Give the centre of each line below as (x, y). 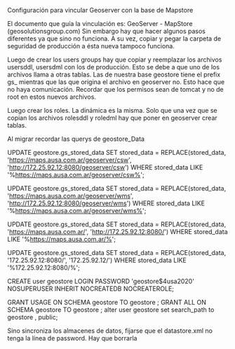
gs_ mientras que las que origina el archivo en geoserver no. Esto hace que (116, 82)
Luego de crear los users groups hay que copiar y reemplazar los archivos (115, 60)
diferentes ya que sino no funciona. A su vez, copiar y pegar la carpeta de (114, 39)
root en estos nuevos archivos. (52, 97)
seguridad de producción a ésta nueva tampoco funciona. (91, 46)
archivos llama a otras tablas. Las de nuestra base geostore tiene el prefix (114, 74)
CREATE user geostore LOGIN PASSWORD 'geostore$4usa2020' (101, 281)
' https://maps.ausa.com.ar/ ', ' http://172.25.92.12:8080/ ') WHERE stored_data (117, 232)
